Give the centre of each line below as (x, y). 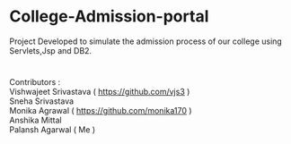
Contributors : (35, 82)
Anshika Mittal (35, 120)
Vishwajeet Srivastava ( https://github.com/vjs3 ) (100, 92)
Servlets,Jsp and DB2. (51, 50)
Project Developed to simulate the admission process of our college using (146, 41)
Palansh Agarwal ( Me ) (53, 130)
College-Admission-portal (109, 17)
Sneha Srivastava (42, 101)
